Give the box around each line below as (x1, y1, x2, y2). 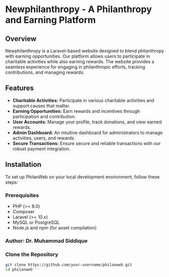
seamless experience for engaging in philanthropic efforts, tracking (5, 64, 146, 70)
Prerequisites (5, 192, 39, 199)
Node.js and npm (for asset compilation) (12, 224, 97, 230)
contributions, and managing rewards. (5, 69, 85, 75)
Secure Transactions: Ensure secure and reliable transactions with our (12, 140, 161, 146)
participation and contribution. (12, 113, 76, 119)
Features (5, 84, 34, 93)
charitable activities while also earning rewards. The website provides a (5, 59, 154, 64)
